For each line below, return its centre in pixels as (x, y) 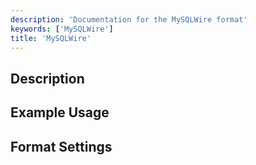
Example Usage (60, 112)
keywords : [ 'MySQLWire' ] (62, 29)
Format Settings (61, 146)
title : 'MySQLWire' (51, 38)
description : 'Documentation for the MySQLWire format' (129, 19)
